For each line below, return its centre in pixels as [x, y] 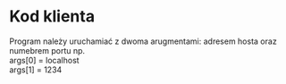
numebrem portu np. [47, 50]
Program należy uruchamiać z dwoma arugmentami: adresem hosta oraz [143, 41]
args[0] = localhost [44, 60]
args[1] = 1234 [36, 70]
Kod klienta [52, 17]
